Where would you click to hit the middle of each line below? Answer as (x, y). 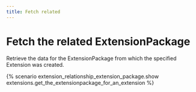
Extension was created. (35, 64)
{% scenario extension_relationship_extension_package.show (83, 76)
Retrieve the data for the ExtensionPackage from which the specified (91, 58)
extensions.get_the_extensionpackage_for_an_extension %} (80, 82)
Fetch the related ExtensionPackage (98, 41)
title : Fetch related (33, 12)
